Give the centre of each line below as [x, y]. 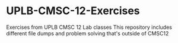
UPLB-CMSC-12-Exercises [73, 11]
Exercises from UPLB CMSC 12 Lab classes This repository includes [89, 27]
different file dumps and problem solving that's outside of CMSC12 [88, 33]
